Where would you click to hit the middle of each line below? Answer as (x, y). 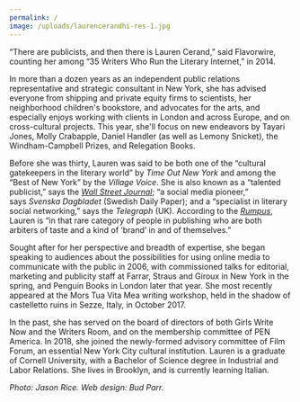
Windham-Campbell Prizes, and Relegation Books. (102, 146)
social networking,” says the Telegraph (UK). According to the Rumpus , (141, 210)
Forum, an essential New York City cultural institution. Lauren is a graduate (147, 351)
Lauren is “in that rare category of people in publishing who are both (136, 220)
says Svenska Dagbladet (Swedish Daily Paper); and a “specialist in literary (149, 201)
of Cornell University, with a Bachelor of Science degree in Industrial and (144, 360)
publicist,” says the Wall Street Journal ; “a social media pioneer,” (129, 192)
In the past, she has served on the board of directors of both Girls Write (141, 322)
